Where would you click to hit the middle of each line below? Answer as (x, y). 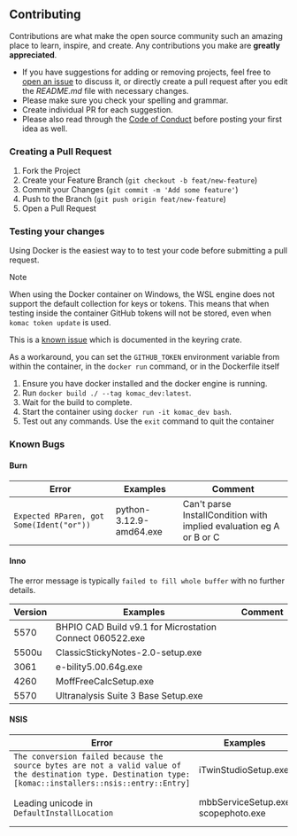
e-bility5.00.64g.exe (99, 667)
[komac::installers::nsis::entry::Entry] (102, 783)
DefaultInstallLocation (64, 813)
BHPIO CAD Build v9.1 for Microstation (136, 627)
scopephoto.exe (232, 813)
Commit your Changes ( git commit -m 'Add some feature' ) (130, 190)
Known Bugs (37, 444)
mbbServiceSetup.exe (245, 801)
